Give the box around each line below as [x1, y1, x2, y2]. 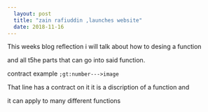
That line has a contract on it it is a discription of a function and [7, 83, 190, 92]
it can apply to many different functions [7, 97, 121, 105]
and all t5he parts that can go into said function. [7, 56, 146, 64]
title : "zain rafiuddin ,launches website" [13, 17, 142, 24]
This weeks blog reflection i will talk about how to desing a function [7, 43, 202, 51]
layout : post [13, 10, 52, 17]
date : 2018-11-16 [13, 23, 64, 30]
